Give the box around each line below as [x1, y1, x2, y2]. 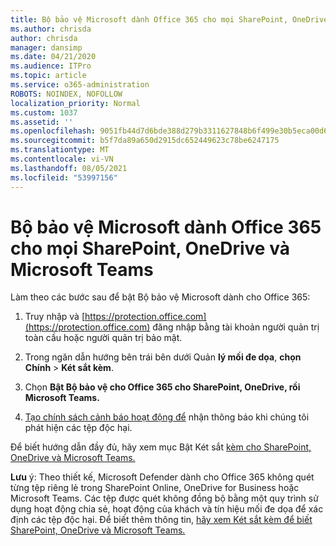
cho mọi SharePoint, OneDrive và [10, 237, 290, 260]
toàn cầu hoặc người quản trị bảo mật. [24, 332, 183, 344]
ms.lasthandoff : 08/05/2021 [10, 163, 128, 173]
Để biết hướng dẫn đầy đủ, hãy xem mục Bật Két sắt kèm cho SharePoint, [10, 441, 312, 453]
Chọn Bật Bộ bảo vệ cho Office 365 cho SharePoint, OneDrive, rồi [24, 381, 301, 393]
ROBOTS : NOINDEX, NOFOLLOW [10, 89, 123, 99]
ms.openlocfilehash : [10, 126, 97, 136]
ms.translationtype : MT [10, 145, 110, 155]
